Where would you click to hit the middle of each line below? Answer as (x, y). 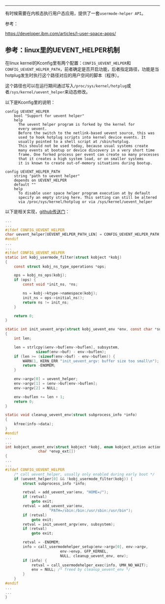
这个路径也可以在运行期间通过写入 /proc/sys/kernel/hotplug (66, 85)
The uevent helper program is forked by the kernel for (76, 124)
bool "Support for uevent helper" (49, 116)
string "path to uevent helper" (47, 176)
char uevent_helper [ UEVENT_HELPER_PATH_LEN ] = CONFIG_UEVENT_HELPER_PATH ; (83, 234)
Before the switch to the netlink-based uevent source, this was (86, 133)
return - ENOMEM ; (39, 366)
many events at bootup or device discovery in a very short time (86, 150)
